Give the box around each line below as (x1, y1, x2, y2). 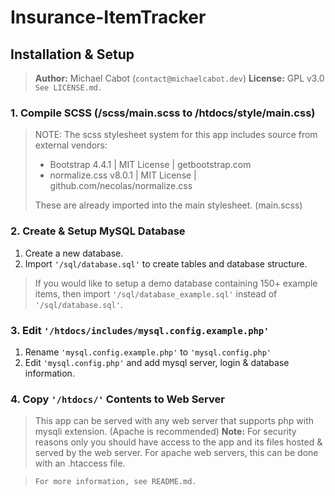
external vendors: (34, 139, 108, 151)
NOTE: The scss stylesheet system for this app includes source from (34, 129, 318, 141)
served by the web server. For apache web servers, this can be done (34, 447, 319, 459)
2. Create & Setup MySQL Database (10, 224, 186, 238)
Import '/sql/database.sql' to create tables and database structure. (24, 257, 308, 270)
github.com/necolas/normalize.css (49, 180, 193, 192)
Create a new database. (24, 247, 124, 259)
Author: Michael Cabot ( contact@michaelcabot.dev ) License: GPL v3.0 (34, 72, 325, 84)
